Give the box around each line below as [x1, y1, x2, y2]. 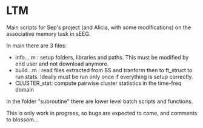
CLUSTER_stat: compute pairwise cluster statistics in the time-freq [15, 79, 182, 87]
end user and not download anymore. [15, 60, 109, 67]
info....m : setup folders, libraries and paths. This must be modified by [15, 53, 189, 61]
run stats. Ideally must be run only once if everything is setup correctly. [15, 73, 193, 80]
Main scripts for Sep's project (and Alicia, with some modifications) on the [6, 24, 191, 31]
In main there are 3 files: [6, 42, 67, 49]
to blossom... [6, 116, 39, 123]
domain [15, 86, 35, 93]
